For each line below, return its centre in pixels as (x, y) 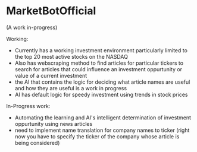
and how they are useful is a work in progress (71, 88)
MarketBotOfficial (51, 11)
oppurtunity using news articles (54, 123)
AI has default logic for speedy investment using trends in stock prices (101, 94)
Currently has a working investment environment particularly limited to (101, 50)
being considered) (37, 142)
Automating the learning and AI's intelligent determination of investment (103, 118)
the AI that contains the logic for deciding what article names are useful (102, 82)
